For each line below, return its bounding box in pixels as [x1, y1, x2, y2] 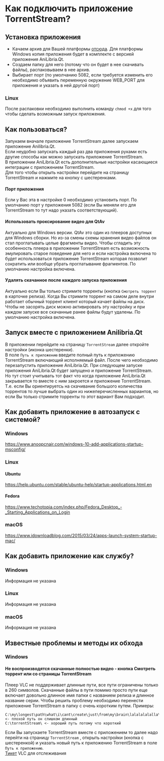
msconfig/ [5, 446, 26, 452]
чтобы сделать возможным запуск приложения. [5, 111, 106, 117]
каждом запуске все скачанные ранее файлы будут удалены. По [5, 309, 141, 315]
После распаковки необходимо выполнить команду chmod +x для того [5, 106, 151, 112]
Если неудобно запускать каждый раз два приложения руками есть [5, 149, 147, 155]
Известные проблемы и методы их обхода [5, 639, 143, 647]
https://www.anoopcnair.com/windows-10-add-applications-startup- [5, 441, 144, 447]
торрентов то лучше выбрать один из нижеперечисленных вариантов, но [5, 388, 159, 394]
